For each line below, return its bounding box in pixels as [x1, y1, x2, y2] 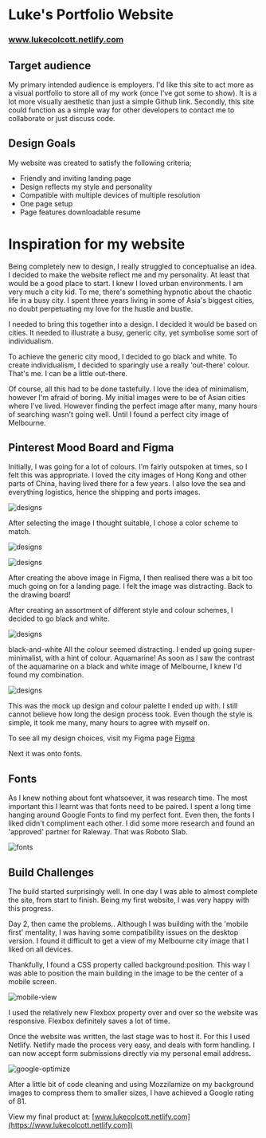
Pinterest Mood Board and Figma [8, 441, 174, 455]
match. [8, 527, 31, 536]
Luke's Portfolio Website [8, 6, 174, 24]
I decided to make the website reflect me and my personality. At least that [8, 269, 250, 280]
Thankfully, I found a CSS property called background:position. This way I [8, 960, 251, 970]
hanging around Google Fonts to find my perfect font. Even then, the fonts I [8, 810, 255, 820]
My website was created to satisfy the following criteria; [8, 158, 193, 167]
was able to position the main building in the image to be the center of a [8, 968, 244, 978]
